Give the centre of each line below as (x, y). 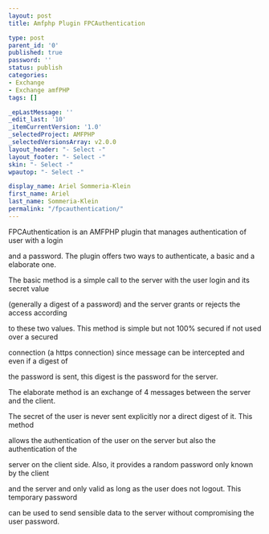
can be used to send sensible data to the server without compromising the (131, 512)
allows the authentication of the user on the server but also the (112, 440)
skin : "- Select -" (41, 164)
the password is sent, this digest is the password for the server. (113, 376)
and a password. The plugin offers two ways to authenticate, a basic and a (132, 256)
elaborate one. (32, 264)
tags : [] (23, 97)
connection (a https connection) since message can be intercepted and (126, 352)
